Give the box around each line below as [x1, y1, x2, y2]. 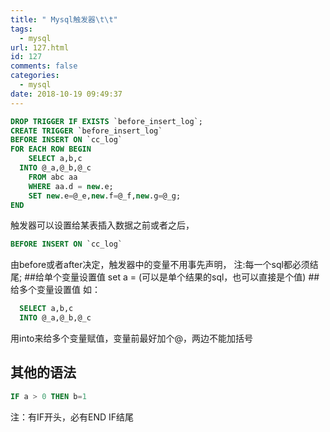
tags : [10, 24, 33, 34]
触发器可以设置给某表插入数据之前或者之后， [10, 219, 195, 231]
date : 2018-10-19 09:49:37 [10, 89, 123, 99]
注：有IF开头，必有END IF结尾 [10, 411, 135, 423]
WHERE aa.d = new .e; [28, 181, 114, 191]
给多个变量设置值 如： [10, 284, 101, 296]
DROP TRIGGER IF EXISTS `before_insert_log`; [10, 116, 203, 126]
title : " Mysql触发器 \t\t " [10, 14, 118, 25]
